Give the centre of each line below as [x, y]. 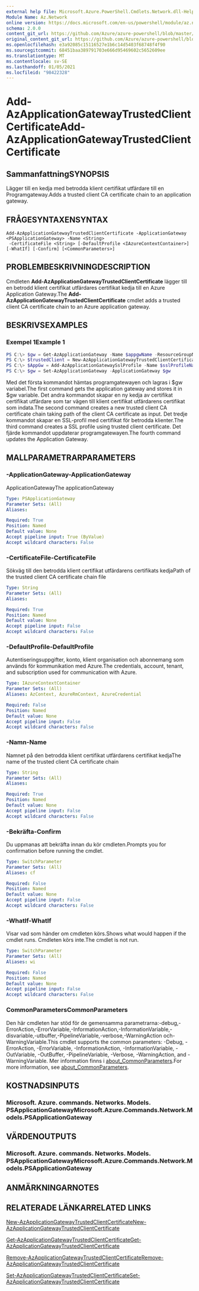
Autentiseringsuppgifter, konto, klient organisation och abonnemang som [95, 660]
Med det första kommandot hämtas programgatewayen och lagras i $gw [94, 382]
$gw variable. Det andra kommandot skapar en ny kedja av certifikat [89, 395]
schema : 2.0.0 [24, 28]
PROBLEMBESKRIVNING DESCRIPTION [78, 267]
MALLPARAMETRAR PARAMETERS [71, 458]
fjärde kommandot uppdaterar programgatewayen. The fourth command [94, 433]
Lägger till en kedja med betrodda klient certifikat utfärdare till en [85, 188]
